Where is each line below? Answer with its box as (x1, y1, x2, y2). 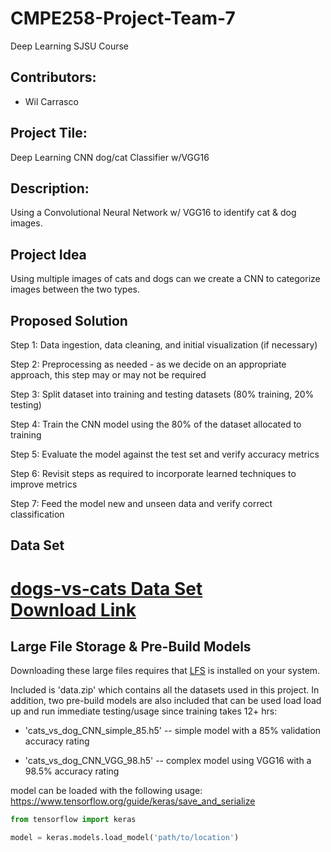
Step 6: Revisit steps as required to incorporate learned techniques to (10, 468, 297, 479)
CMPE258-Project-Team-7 (10, 7, 236, 30)
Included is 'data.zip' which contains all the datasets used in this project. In (10, 684, 320, 696)
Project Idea (10, 246, 87, 263)
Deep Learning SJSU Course (10, 40, 129, 52)
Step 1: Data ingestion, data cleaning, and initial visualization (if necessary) (10, 339, 318, 351)
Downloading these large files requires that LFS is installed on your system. (10, 665, 321, 677)
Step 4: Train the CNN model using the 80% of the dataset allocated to (10, 418, 302, 430)
